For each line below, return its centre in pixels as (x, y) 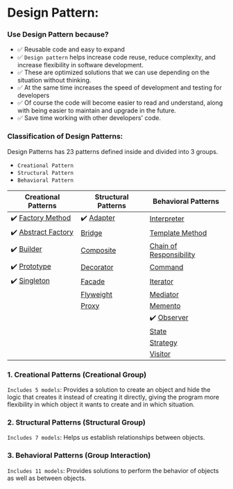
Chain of (163, 246)
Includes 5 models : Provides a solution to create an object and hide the (109, 390)
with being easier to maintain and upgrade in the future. (97, 111)
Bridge (92, 233)
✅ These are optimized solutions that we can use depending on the (113, 72)
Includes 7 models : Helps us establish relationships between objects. (106, 438)
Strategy (164, 343)
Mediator (164, 294)
